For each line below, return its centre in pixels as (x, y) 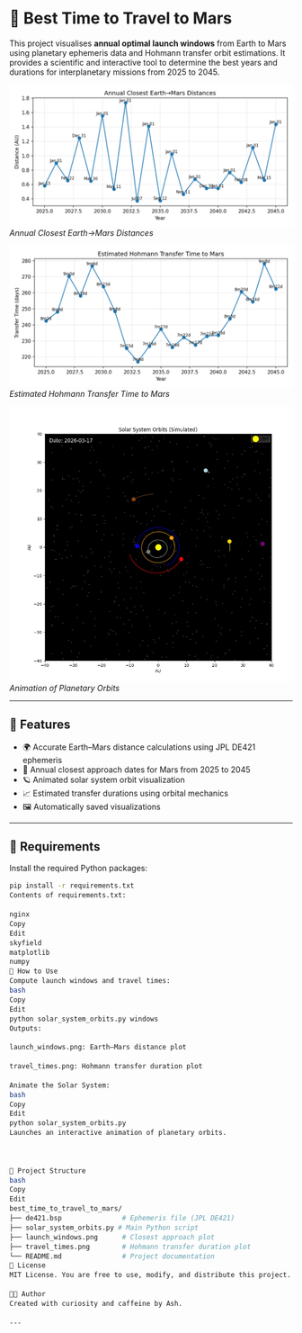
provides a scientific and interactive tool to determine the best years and (144, 62)
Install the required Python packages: (79, 869)
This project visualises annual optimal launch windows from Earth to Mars (148, 43)
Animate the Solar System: (60, 1085)
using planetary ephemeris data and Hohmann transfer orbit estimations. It (147, 52)
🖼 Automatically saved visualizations (91, 806)
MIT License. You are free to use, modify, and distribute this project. (151, 1275)
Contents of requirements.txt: (68, 896)
